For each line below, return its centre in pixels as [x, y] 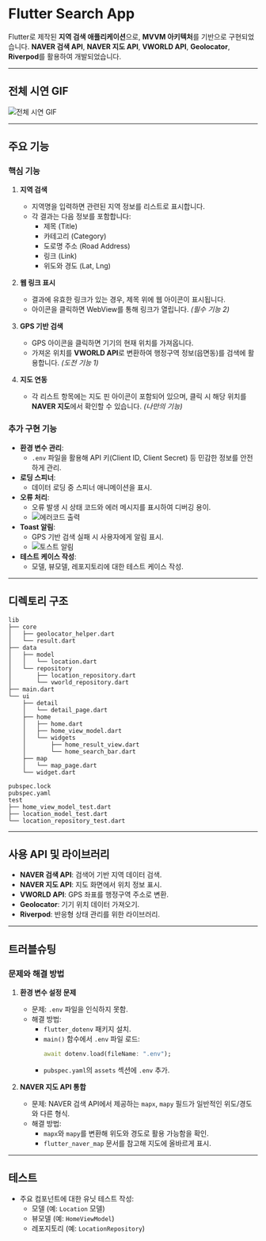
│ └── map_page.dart [60, 765]
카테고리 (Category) [75, 236]
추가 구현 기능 [33, 429]
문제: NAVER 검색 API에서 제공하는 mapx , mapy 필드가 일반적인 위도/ [135, 1103]
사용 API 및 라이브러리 [59, 854]
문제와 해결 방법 [36, 973]
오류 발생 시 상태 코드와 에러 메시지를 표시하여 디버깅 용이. [121, 507]
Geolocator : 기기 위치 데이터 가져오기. [80, 905]
